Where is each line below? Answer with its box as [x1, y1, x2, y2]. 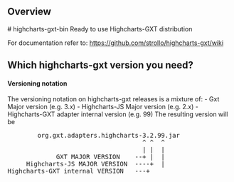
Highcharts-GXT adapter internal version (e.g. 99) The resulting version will [7, 110, 229, 118]
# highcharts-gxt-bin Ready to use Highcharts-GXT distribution [7, 24, 193, 33]
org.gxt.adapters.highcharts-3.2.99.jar [37, 131, 180, 140]
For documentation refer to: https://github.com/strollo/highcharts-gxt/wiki [7, 39, 224, 47]
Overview [7, 6, 52, 18]
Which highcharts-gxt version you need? [7, 59, 194, 71]
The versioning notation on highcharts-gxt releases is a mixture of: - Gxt [7, 95, 220, 103]
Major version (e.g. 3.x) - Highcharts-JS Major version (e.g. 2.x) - [7, 103, 199, 111]
